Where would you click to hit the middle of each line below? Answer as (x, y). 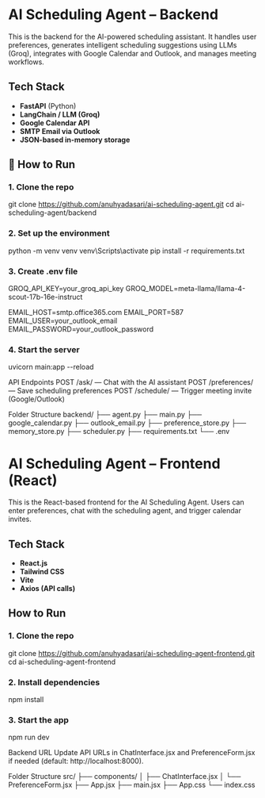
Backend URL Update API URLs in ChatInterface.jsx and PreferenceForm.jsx (132, 753)
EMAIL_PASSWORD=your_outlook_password (81, 329)
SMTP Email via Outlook (60, 131)
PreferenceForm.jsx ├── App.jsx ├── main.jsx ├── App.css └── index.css (132, 785)
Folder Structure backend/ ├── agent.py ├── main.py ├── (105, 415)
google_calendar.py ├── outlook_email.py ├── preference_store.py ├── (127, 423)
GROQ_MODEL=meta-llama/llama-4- (185, 289)
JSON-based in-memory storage (75, 140)
